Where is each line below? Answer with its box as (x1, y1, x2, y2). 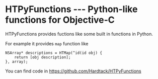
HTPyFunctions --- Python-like (5, 4, 138, 15)
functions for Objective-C (5, 14, 115, 26)
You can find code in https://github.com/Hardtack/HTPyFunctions (5, 68, 142, 74)
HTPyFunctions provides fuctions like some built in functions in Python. (5, 31, 153, 37)
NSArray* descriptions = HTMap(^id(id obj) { (5, 50, 102, 55)
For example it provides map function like (5, 40, 89, 46)
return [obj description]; (14, 54, 71, 60)
